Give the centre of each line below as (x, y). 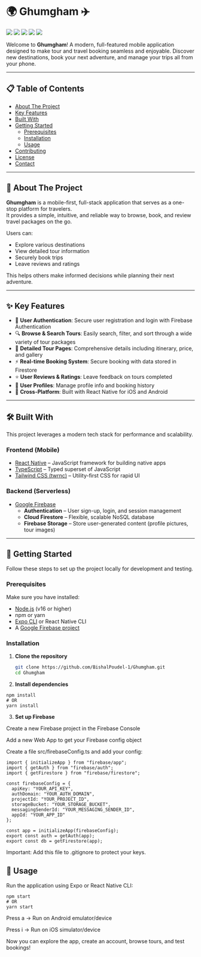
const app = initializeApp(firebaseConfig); (63, 830)
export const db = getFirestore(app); (54, 841)
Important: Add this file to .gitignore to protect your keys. (76, 852)
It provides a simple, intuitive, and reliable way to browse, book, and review (99, 215)
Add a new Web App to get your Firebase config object (74, 740)
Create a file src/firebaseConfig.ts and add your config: (74, 751)
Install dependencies (42, 684)
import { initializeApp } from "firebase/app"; (67, 762)
